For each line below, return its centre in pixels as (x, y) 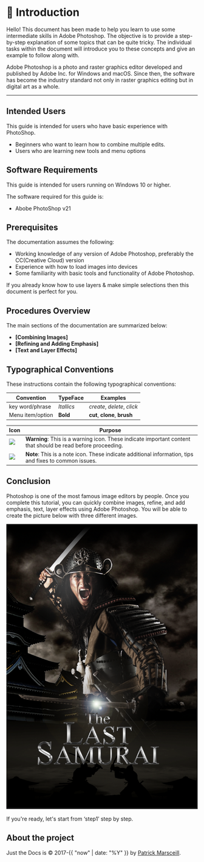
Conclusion (29, 481)
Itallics (66, 406)
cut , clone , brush (111, 415)
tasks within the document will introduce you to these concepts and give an (101, 49)
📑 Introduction (43, 12)
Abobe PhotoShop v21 (43, 208)
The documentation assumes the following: (60, 242)
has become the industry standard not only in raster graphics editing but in (100, 80)
